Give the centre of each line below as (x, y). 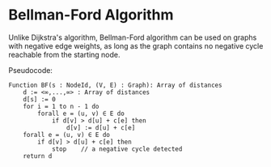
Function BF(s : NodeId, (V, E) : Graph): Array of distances (115, 85)
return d (38, 156)
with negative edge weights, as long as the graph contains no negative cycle (136, 45)
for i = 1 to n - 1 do (61, 106)
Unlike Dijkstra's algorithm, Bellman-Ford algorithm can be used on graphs (133, 37)
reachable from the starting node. (64, 54)
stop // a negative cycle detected (117, 149)
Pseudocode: (30, 70)
